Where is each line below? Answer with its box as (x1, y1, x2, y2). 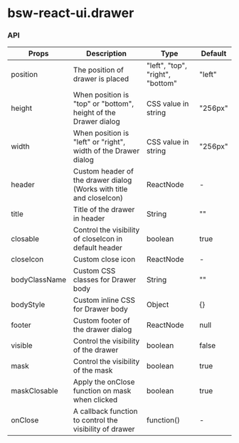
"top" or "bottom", (73, 99, 134, 109)
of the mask (73, 365, 113, 375)
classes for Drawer (73, 275, 137, 285)
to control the (73, 415, 119, 425)
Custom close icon (73, 255, 136, 265)
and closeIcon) (73, 193, 123, 203)
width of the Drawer (73, 146, 140, 156)
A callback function (73, 407, 138, 417)
